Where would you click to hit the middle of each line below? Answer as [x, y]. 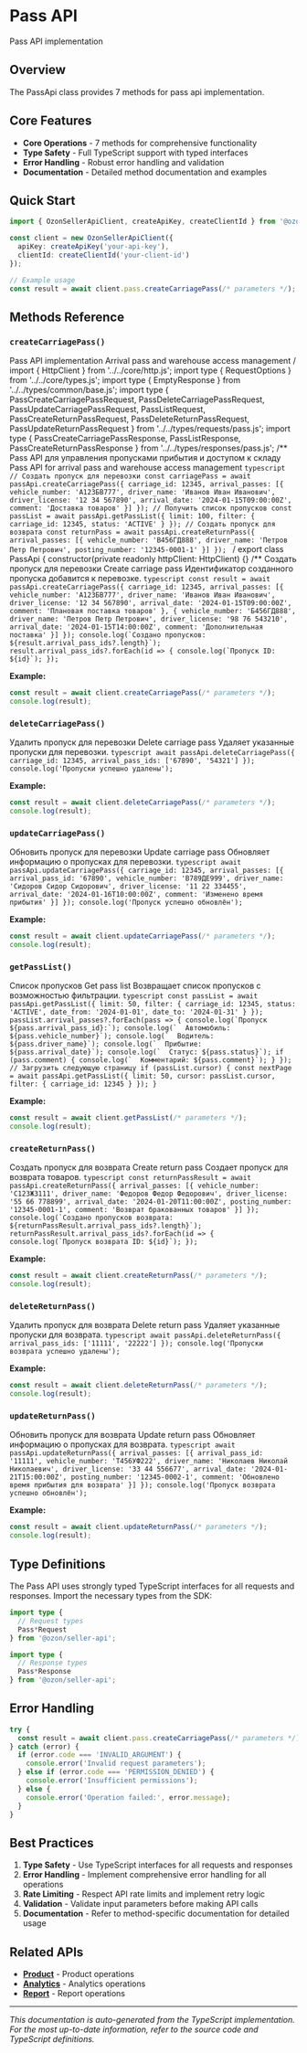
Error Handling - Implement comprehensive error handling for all [144, 1875]
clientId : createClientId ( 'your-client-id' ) [104, 255]
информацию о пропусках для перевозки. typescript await [126, 862]
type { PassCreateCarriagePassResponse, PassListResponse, [125, 439]
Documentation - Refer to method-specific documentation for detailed [156, 1914]
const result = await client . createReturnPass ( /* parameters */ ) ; [138, 1276]
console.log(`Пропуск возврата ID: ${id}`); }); [104, 1242]
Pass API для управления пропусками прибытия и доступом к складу [145, 458]
